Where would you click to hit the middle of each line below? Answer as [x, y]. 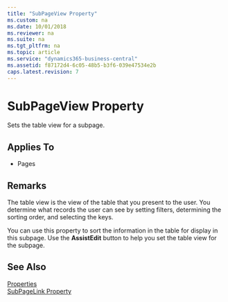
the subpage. [26, 245]
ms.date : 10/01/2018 [37, 26]
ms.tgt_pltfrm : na [34, 46]
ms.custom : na [28, 20]
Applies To [31, 147]
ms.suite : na [26, 40]
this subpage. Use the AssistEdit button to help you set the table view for [112, 238]
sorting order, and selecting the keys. [60, 217]
